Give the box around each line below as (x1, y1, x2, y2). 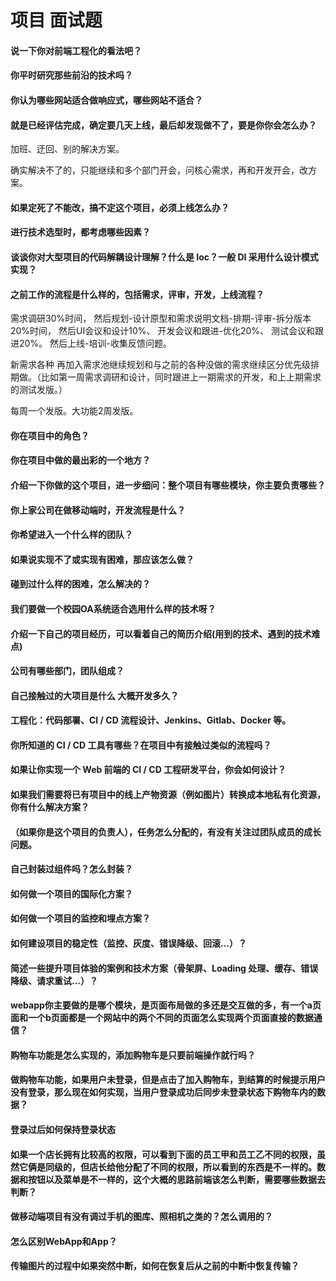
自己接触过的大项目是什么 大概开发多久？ (10, 689, 180, 701)
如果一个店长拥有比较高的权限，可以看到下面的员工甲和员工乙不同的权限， (10, 1148, 317, 1160)
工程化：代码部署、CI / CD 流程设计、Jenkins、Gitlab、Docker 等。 (10, 714, 292, 726)
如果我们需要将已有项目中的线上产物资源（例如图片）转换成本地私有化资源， (10, 789, 326, 801)
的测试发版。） (10, 384, 68, 396)
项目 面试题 (10, 9, 103, 32)
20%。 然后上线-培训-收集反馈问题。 (18, 337, 172, 350)
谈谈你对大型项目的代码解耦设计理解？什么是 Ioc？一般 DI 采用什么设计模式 (10, 251, 319, 263)
